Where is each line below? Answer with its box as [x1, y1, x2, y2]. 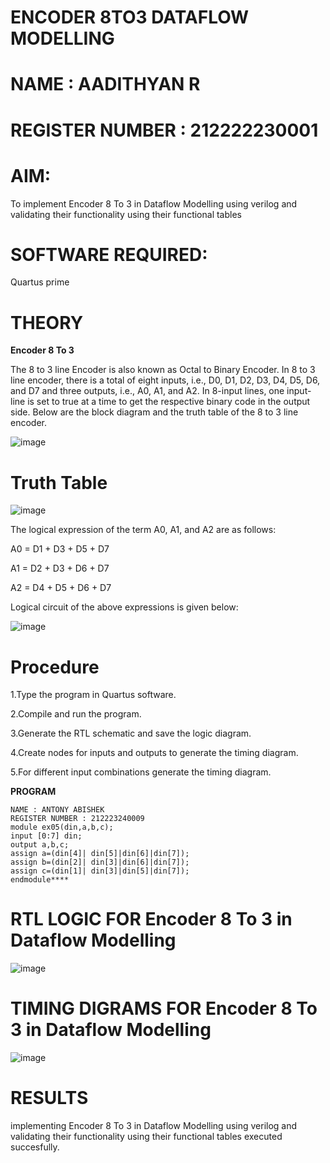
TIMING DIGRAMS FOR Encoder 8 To [10, 997, 318, 1020]
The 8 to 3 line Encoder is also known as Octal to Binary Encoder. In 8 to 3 [10, 364, 316, 376]
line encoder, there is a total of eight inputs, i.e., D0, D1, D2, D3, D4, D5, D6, [10, 374, 321, 386]
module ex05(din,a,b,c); [10, 822, 114, 833]
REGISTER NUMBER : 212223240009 [10, 814, 145, 824]
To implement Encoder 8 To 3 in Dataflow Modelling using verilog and [10, 197, 298, 210]
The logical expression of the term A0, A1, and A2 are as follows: [10, 524, 277, 536]
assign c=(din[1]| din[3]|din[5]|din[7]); [10, 866, 190, 876]
